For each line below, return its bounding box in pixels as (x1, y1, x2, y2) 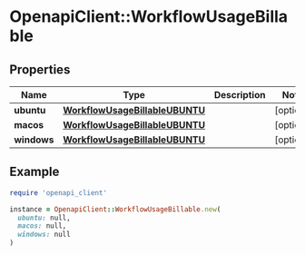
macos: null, (17, 221, 67, 230)
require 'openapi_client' (9, 188, 107, 197)
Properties (9, 62, 71, 77)
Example (9, 164, 60, 180)
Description (213, 89, 266, 101)
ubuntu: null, (17, 213, 71, 222)
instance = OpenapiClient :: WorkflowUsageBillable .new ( (9, 204, 221, 214)
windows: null (17, 230, 71, 240)
